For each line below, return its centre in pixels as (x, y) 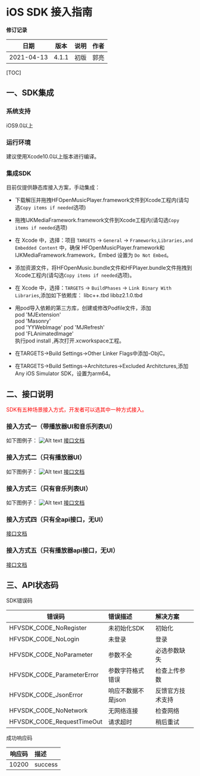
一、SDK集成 (30, 93)
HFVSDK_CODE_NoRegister (48, 628)
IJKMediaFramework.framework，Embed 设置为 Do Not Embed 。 (93, 255)
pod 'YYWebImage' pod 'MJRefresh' (60, 328)
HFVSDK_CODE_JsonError (46, 695)
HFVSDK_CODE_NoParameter (51, 655)
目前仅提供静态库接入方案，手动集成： (53, 188)
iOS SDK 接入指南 (49, 12)
